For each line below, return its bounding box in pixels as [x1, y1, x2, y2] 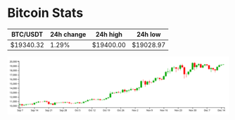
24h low [136, 30, 161, 39]
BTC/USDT [11, 30, 44, 39]
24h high [95, 30, 123, 39]
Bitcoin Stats [7, 5, 84, 21]
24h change [50, 30, 87, 39]
